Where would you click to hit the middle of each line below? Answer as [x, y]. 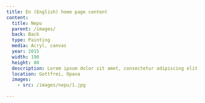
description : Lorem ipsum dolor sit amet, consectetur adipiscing [98, 68]
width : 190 [26, 57]
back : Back [26, 35]
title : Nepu [27, 23]
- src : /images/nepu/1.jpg [52, 85]
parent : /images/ [34, 29]
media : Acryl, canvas [39, 46]
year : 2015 [26, 51]
